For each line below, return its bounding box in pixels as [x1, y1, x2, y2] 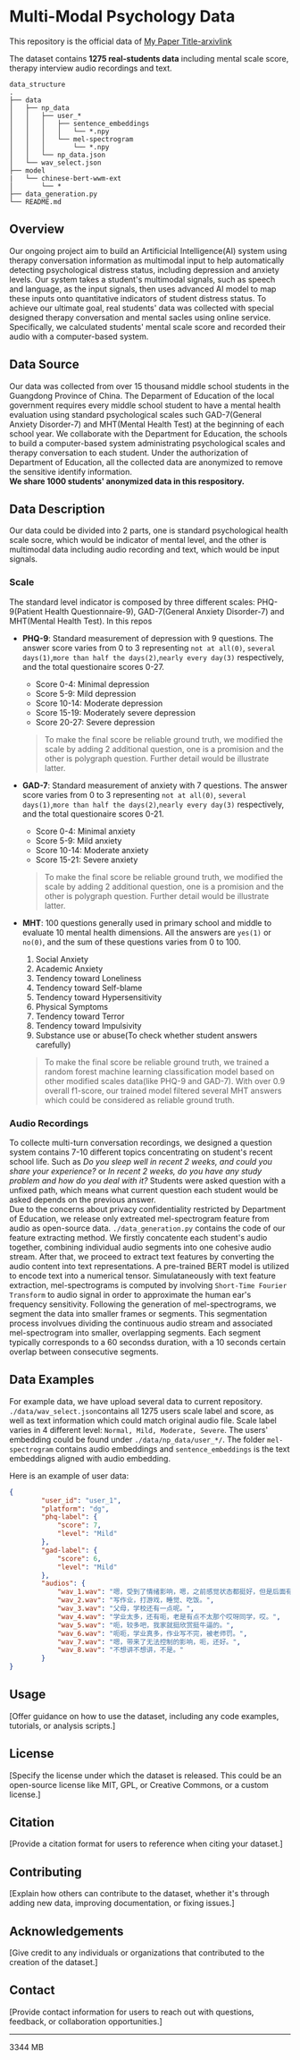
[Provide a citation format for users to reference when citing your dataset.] [9, 1838, 283, 1849]
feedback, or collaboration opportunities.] [9, 2015, 162, 2027]
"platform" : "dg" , [41, 1505, 110, 1513]
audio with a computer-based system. [9, 331, 149, 342]
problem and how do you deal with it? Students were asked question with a [9, 1174, 286, 1186]
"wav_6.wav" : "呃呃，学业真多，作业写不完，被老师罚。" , [56, 1629, 248, 1638]
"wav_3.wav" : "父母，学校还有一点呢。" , [56, 1604, 195, 1614]
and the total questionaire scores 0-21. [21, 808, 164, 819]
